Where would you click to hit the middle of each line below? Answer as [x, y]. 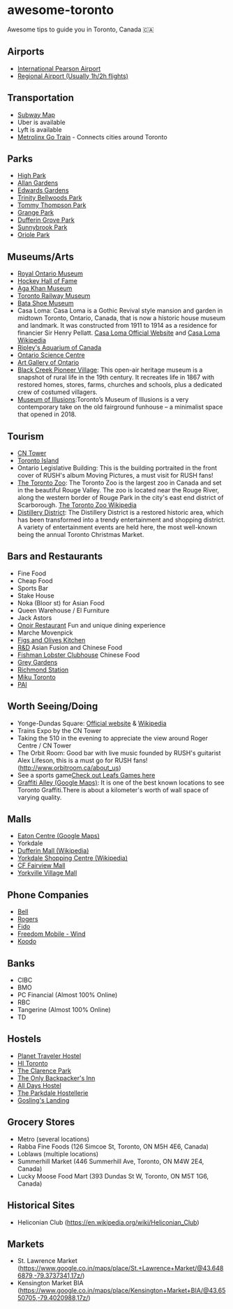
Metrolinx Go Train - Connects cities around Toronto [92, 137]
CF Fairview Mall [41, 865]
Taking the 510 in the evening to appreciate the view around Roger [112, 738]
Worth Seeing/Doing [53, 706]
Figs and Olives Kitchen [51, 640]
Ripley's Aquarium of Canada [59, 348]
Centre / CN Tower [44, 746]
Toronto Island [38, 460]
